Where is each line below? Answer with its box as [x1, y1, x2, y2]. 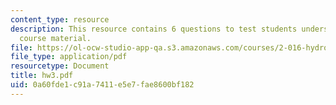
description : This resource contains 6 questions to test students [10, 24, 298, 34]
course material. [19, 33, 92, 43]
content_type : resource [10, 14, 110, 25]
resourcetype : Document [10, 61, 110, 71]
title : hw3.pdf [10, 71, 74, 81]
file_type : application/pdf [10, 52, 128, 62]
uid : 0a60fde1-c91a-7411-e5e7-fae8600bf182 [10, 80, 195, 90]
